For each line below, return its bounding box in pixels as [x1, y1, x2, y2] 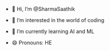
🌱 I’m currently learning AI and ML [11, 28, 95, 35]
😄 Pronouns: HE [11, 39, 52, 46]
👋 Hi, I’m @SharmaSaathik [11, 6, 75, 12]
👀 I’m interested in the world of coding [11, 17, 105, 23]
